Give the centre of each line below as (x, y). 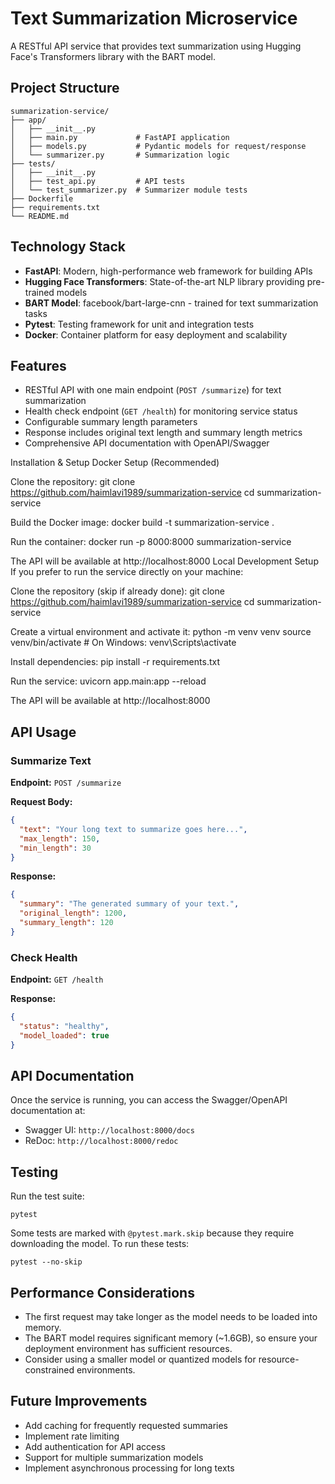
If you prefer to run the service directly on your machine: (127, 572)
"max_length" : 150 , (60, 838)
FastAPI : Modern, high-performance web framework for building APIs (168, 271)
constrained (49, 1370)
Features (38, 365)
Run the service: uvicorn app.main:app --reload (108, 681)
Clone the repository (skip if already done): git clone (117, 591)
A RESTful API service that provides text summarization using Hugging (156, 46)
